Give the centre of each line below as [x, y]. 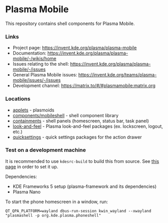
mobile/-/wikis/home [34, 59]
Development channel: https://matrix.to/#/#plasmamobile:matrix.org [84, 86]
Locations [18, 99]
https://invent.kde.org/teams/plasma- [117, 75]
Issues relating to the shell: [41, 64]
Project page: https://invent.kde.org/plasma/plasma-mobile [75, 48]
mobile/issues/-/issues [37, 80]
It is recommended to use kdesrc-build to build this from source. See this [82, 161]
